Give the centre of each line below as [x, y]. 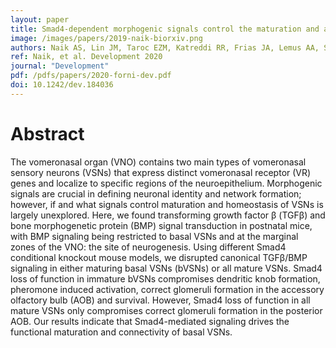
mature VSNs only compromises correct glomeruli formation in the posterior [166, 310]
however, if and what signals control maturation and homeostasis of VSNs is [167, 204]
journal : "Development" [60, 66]
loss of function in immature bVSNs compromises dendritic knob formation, [165, 278]
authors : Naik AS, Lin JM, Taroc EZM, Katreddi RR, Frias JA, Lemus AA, [165, 47]
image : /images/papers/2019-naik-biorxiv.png [106, 38]
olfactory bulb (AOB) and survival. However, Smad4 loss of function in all [160, 300]
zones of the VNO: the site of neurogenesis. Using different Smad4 [148, 247]
